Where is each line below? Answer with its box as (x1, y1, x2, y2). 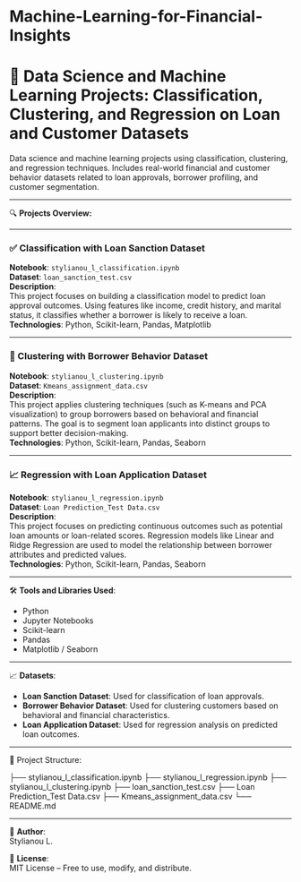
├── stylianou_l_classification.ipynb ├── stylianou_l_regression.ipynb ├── (9, 772, 287, 783)
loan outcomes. (21, 729, 81, 740)
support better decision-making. (9, 427, 129, 438)
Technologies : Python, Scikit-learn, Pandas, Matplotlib (9, 320, 212, 330)
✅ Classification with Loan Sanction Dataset (9, 242, 206, 254)
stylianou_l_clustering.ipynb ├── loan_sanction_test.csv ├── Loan (9, 782, 255, 792)
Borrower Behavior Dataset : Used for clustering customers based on (21, 700, 279, 711)
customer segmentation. (9, 182, 100, 193)
